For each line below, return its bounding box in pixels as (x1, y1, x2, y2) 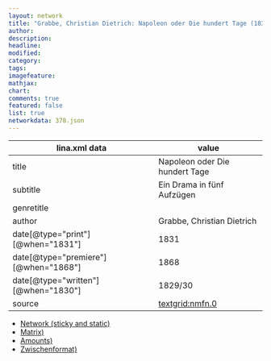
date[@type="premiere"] (12, 251, 107, 263)
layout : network (8, 11, 63, 20)
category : (8, 57, 42, 65)
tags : (8, 64, 27, 73)
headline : (8, 42, 42, 50)
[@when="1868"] (12, 261, 82, 272)
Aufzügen (158, 189, 196, 200)
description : (8, 34, 52, 43)
